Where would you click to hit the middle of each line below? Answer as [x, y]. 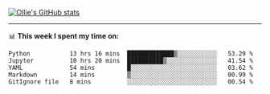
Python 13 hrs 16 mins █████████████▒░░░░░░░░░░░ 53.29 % [131, 54]
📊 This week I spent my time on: [63, 36]
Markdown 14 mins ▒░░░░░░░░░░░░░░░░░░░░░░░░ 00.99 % [131, 75]
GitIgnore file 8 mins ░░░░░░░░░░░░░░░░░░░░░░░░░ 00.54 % [131, 82]
